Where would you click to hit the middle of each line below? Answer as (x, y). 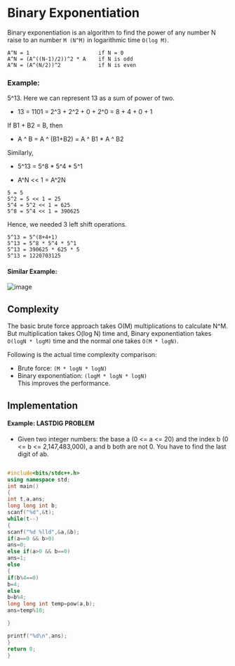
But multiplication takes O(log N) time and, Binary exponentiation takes (109, 334)
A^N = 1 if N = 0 (66, 53)
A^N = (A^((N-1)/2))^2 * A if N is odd (70, 59)
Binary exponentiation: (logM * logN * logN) (82, 376)
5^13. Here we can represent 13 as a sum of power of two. (91, 98)
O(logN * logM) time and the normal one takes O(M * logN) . (93, 341)
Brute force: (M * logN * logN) (62, 368)
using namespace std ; (39, 479)
